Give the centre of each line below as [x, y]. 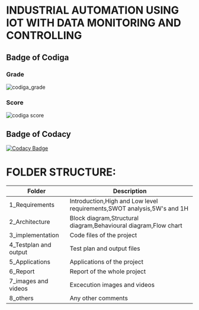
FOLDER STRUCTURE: [61, 172]
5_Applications [30, 261]
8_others [21, 298]
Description [130, 191]
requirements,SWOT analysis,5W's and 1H [129, 208]
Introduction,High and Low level [114, 201]
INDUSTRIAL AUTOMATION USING [93, 10]
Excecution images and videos [112, 285]
